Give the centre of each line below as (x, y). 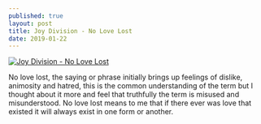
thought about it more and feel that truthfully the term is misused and (124, 95)
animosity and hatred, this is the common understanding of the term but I (131, 86)
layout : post (30, 24)
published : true (36, 16)
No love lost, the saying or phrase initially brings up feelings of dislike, (126, 77)
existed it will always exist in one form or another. (91, 112)
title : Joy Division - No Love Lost (70, 31)
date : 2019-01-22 (38, 38)
